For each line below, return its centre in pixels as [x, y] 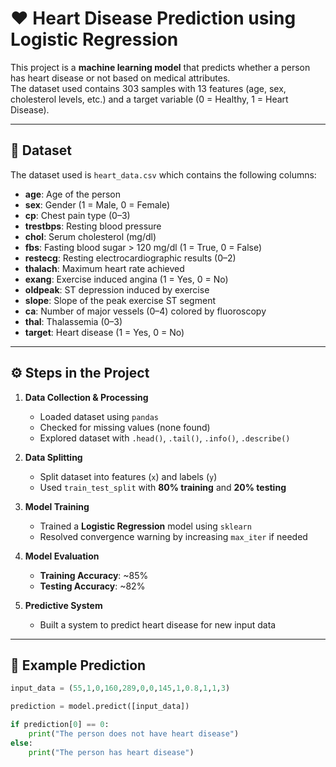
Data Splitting [53, 457]
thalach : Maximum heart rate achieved [104, 268]
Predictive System [63, 605]
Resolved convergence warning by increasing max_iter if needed [173, 536]
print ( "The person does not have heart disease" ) [134, 734]
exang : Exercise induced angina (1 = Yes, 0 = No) [126, 279]
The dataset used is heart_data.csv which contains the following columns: [163, 174]
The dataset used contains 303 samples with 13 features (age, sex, [148, 88]
